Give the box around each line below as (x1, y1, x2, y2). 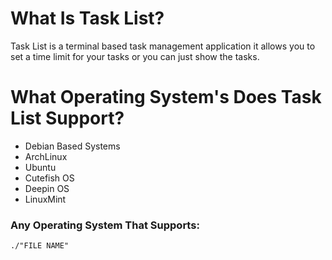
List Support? (10, 107, 125, 130)
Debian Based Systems (24, 140, 121, 152)
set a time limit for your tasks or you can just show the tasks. (10, 50, 260, 62)
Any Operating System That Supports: (10, 218, 200, 232)
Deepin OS (24, 182, 70, 194)
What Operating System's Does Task (10, 86, 322, 109)
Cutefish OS (24, 172, 75, 184)
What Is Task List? (10, 7, 165, 30)
